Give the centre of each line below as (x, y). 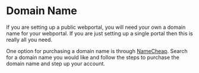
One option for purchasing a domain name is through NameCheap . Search (97, 51)
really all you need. (29, 39)
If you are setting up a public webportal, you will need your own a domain (96, 27)
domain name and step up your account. (56, 64)
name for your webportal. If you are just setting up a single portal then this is (99, 33)
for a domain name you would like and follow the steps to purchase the (93, 57)
